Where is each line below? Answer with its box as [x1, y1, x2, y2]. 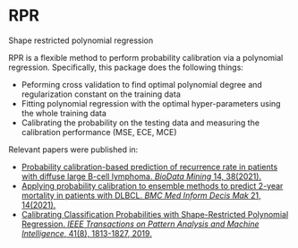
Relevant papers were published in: [8, 144, 139, 155]
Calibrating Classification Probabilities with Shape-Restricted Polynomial [21, 209, 289, 219]
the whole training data [21, 107, 106, 118]
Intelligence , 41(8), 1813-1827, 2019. [21, 227, 153, 238]
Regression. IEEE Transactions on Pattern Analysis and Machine [21, 218, 260, 229]
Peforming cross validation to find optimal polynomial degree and [21, 79, 263, 90]
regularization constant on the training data [21, 89, 181, 99]
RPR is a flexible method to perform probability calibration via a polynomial [8, 52, 284, 63]
